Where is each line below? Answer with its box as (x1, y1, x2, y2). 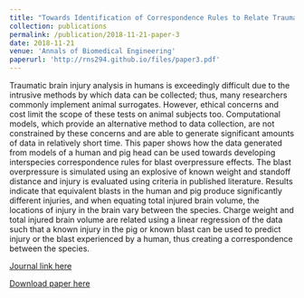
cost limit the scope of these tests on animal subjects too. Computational (9, 109, 280, 119)
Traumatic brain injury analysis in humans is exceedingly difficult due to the (9, 80, 290, 90)
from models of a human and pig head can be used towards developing (9, 147, 276, 158)
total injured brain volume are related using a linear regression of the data (9, 214, 283, 225)
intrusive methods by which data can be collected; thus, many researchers (9, 89, 288, 100)
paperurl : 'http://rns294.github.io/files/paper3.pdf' (9, 55, 221, 64)
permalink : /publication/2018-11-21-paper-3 (9, 30, 180, 39)
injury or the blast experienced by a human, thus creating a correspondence (9, 234, 293, 244)
